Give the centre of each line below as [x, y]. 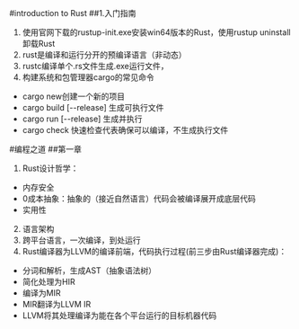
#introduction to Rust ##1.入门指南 [73, 13]
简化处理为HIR [48, 282]
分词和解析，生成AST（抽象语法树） [89, 271]
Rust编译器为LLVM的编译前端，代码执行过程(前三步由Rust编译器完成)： [154, 251]
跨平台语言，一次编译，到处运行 [81, 240]
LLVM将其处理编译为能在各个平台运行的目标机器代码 [119, 316]
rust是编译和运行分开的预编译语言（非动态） [104, 55]
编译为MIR [41, 293]
